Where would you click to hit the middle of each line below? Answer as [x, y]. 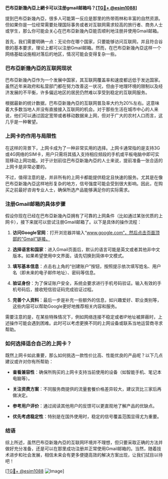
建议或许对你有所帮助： [29, 362]
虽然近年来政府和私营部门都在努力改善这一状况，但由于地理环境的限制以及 [82, 86]
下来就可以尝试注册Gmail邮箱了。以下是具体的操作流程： [83, 222]
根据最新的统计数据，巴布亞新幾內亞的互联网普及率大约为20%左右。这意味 [82, 103]
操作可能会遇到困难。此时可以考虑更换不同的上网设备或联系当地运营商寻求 [86, 323]
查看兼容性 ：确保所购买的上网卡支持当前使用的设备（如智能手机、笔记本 [87, 372]
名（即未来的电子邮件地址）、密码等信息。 [55, 272]
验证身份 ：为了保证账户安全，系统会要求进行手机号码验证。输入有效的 [85, 283]
